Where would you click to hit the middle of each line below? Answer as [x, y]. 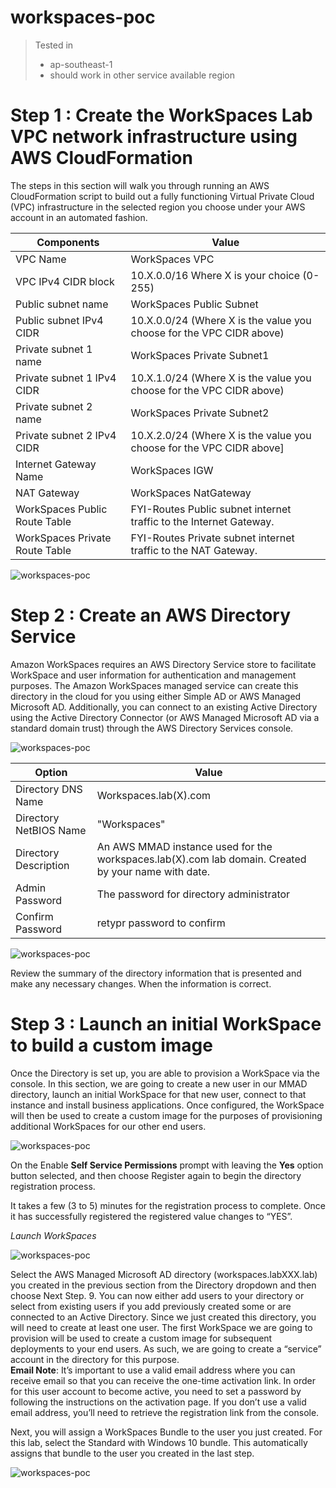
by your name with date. [153, 871]
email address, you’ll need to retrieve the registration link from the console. [165, 1412]
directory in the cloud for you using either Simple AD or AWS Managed [156, 696]
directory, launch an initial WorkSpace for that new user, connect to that [158, 1094]
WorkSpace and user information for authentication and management [153, 675]
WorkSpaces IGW [172, 470]
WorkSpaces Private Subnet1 [200, 355]
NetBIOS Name [51, 830]
